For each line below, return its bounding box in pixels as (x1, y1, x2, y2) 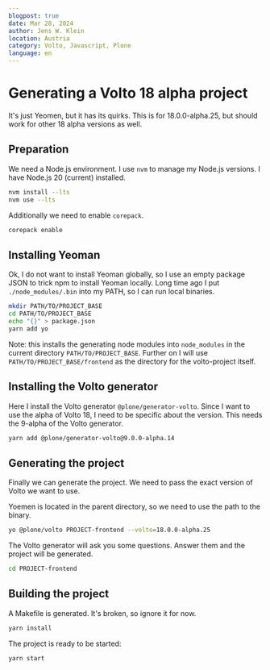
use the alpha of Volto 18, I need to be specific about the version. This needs (8, 410, 263, 419)
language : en (8, 49, 52, 57)
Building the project (8, 587, 110, 601)
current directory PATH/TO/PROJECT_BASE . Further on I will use (8, 347, 208, 357)
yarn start (8, 654, 45, 662)
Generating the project (8, 456, 125, 470)
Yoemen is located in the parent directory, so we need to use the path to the (8, 501, 260, 512)
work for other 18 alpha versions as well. (8, 119, 143, 129)
